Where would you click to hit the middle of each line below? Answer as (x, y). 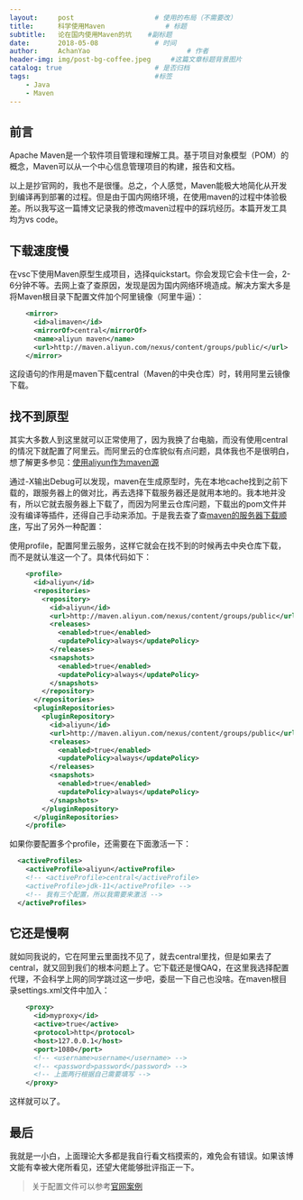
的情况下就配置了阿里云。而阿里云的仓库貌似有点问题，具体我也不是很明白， (151, 451)
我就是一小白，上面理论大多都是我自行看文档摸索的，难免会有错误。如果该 (147, 1156)
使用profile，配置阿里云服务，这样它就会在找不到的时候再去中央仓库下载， (148, 545)
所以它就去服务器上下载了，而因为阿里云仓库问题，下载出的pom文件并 (156, 504)
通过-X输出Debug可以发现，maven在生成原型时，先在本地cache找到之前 (145, 481)
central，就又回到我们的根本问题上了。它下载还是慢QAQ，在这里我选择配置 (149, 968)
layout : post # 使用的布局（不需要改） (123, 18)
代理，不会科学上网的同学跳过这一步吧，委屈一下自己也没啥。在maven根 (144, 979)
